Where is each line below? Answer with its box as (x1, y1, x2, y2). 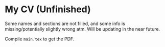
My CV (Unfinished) (5, 4, 91, 15)
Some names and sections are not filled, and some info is (5, 20, 126, 27)
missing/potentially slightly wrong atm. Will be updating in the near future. (5, 26, 160, 32)
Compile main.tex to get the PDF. (5, 36, 75, 42)
